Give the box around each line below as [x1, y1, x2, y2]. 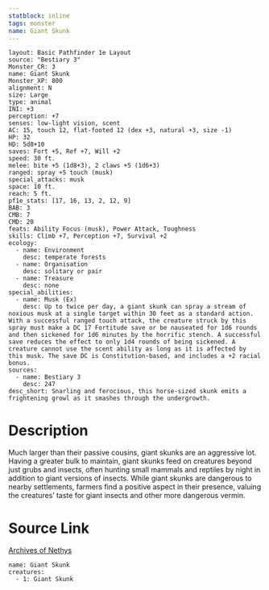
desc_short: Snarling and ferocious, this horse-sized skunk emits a [8, 388, 247, 396]
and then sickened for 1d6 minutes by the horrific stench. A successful [8, 331, 262, 339]
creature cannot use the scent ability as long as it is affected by [8, 345, 247, 353]
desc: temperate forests [23, 253, 106, 262]
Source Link [8, 519, 90, 537]
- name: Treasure [15, 275, 74, 283]
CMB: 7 [8, 211, 31, 219]
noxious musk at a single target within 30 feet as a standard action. [8, 310, 254, 318]
